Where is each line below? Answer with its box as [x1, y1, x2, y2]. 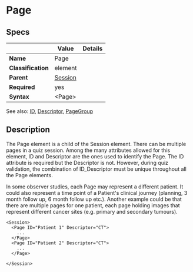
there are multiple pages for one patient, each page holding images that [6, 201, 180, 209]
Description [6, 125, 50, 135]
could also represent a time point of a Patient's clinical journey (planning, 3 [6, 189, 188, 196]
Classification [9, 64, 49, 72]
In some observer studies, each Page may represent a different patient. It [6, 183, 184, 190]
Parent [9, 74, 28, 81]
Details [82, 45, 103, 52]
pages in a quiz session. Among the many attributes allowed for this [6, 147, 171, 154]
